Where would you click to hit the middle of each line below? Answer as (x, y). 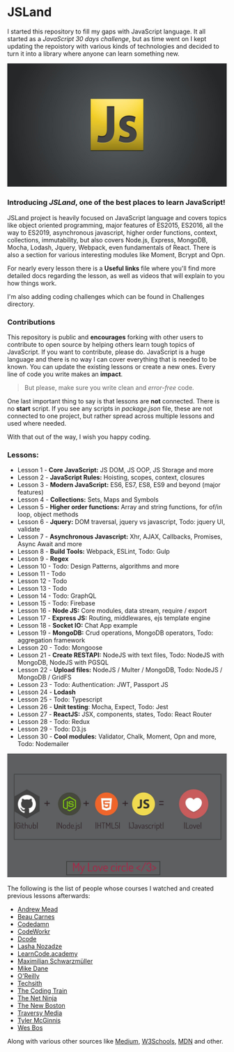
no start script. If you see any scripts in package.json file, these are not (110, 409)
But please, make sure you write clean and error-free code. (109, 388)
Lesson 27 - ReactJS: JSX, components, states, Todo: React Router (115, 714)
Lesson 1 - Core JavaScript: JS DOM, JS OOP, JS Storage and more (115, 470)
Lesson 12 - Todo (42, 581)
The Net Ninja (37, 998)
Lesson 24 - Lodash (46, 692)
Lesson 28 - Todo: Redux (54, 722)
